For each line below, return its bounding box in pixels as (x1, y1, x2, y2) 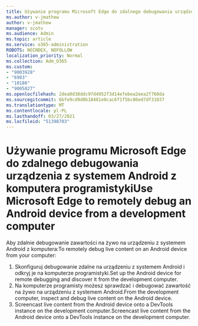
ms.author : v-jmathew (6, 14, 60, 20)
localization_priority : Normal (6, 53, 83, 59)
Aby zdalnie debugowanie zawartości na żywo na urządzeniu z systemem (6, 239, 186, 246)
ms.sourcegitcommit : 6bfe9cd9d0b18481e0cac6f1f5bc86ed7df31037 (6, 96, 165, 102)
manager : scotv (6, 25, 44, 31)
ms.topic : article (6, 36, 51, 42)
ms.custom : (6, 63, 33, 70)
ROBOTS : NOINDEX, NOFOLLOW (6, 47, 72, 53)
